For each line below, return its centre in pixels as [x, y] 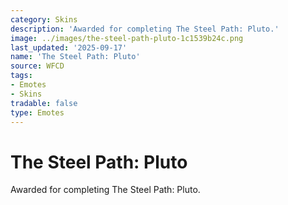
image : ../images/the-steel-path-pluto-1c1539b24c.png [127, 38]
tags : [21, 76]
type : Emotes [37, 112]
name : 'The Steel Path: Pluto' [75, 57]
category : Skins [44, 19]
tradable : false [44, 103]
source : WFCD [37, 66]
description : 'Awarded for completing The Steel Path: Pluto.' [145, 29]
